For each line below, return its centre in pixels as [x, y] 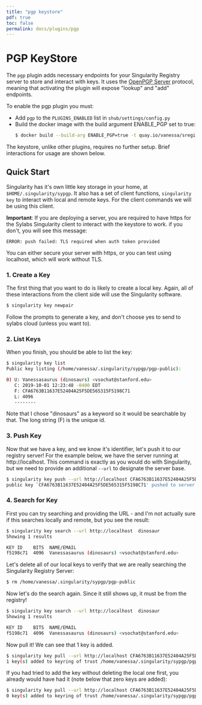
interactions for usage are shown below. [56, 153]
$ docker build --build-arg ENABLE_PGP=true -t [75, 136]
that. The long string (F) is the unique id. [56, 420]
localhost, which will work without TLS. [55, 259]
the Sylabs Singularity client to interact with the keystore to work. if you [95, 224]
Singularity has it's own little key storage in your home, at [77, 187]
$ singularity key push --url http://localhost [67, 479]
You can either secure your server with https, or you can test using [89, 253]
